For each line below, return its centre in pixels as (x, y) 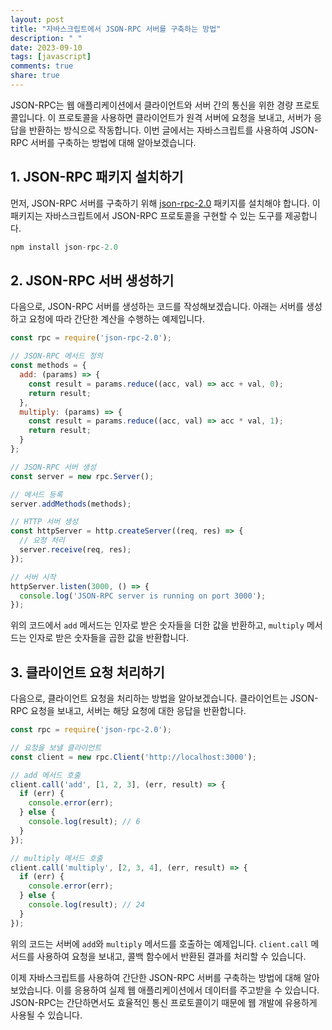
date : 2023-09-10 (46, 47)
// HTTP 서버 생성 (44, 522)
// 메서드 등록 (36, 494)
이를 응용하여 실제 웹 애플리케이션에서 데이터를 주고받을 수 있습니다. (187, 990)
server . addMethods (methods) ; (71, 504)
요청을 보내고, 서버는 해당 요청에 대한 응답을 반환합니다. (138, 711)
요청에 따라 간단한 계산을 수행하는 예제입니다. (117, 319)
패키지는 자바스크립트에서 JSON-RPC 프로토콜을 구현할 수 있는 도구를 (146, 215)
